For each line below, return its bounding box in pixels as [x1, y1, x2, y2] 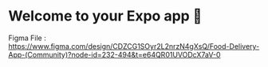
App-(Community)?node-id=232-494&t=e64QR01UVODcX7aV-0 [8, 50, 221, 59]
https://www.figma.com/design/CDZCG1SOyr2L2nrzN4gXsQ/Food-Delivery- [8, 41, 260, 50]
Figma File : [8, 33, 46, 43]
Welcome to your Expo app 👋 [8, 7, 203, 25]
